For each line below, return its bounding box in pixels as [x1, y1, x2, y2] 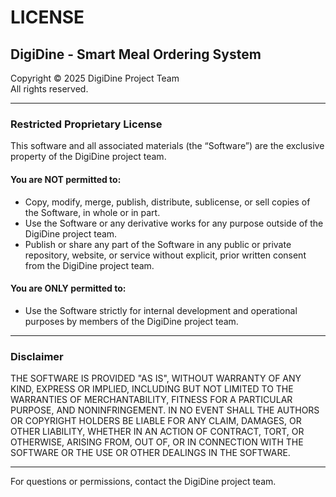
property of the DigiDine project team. [10, 151, 167, 163]
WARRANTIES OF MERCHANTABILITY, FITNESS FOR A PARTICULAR [10, 394, 293, 405]
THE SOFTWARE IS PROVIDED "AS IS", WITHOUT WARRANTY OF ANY [10, 372, 302, 384]
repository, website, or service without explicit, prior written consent [24, 249, 307, 261]
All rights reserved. [10, 83, 89, 95]
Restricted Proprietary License [10, 117, 163, 131]
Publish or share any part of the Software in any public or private [24, 238, 292, 250]
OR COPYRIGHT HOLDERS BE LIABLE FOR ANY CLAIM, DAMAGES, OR [10, 415, 302, 426]
